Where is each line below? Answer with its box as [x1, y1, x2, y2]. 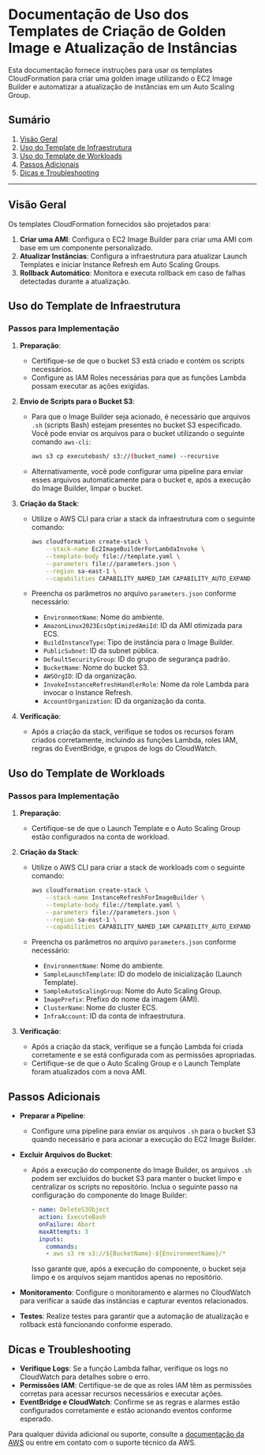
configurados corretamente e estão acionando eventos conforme [19, 1406, 233, 1416]
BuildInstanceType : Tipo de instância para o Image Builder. [43, 637, 235, 647]
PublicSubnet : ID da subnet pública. [43, 646, 159, 656]
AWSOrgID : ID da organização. [43, 671, 137, 681]
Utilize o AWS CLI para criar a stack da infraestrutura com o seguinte [31, 514, 256, 524]
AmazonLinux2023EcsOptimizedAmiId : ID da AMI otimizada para [43, 621, 243, 630]
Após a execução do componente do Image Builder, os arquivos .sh [31, 1165, 252, 1175]
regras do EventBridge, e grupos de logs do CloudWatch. [31, 744, 218, 754]
